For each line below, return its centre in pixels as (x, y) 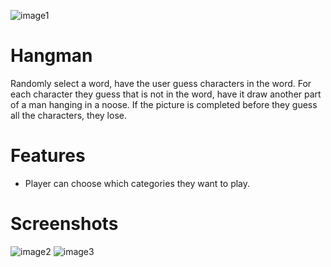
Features (48, 156)
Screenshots (64, 224)
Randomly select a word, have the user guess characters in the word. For (161, 83)
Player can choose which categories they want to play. (137, 183)
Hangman (51, 56)
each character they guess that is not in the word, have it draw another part (166, 94)
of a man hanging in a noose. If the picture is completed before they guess (164, 104)
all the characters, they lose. (68, 115)
